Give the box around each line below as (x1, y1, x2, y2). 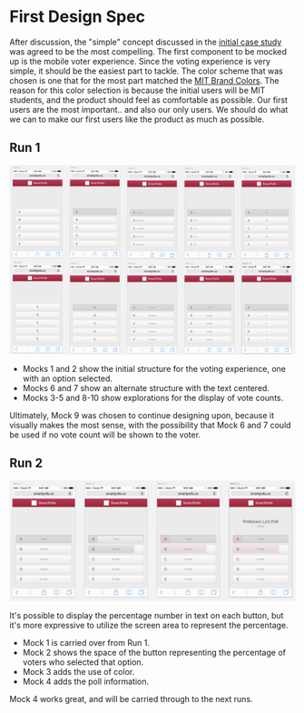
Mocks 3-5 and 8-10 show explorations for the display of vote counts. (22, 392, 284, 403)
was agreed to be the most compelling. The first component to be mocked (9, 45, 288, 56)
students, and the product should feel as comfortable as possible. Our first (9, 94, 289, 105)
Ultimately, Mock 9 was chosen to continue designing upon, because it (9, 409, 275, 420)
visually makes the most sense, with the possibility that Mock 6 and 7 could (9, 419, 292, 430)
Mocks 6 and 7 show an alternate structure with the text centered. (22, 382, 270, 393)
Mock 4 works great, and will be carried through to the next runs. (9, 694, 253, 705)
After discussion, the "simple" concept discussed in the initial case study (9, 36, 282, 47)
